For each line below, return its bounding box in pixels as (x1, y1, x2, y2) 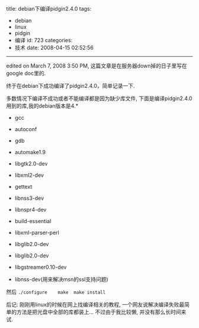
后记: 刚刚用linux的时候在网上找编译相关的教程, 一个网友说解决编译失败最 (6, 301, 185, 308)
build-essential (14, 218, 52, 224)
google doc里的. (6, 70, 46, 77)
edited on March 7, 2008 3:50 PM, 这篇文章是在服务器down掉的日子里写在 (6, 62, 188, 69)
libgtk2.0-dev (14, 160, 48, 167)
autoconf (14, 126, 37, 132)
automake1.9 (14, 149, 46, 155)
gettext (14, 183, 33, 190)
